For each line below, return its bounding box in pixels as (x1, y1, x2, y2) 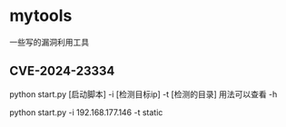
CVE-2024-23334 (9, 63, 115, 79)
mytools (9, 5, 73, 26)
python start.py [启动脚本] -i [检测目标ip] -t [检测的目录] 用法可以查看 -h (9, 88, 278, 100)
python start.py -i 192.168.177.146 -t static (9, 106, 163, 118)
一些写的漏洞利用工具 (9, 36, 89, 47)
